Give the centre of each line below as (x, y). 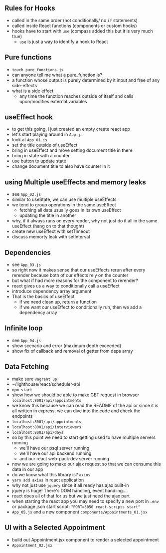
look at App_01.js (30, 140)
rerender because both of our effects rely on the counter (70, 275)
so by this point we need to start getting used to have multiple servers (83, 437)
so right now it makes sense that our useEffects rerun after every (79, 270)
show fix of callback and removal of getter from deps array (72, 351)
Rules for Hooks (30, 8)
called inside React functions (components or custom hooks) (75, 26)
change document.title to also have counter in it (61, 166)
